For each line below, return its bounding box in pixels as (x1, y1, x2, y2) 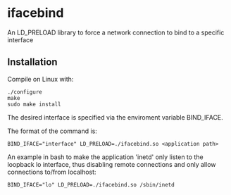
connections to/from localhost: (7, 168, 96, 176)
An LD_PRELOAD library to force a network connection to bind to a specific (7, 28, 225, 37)
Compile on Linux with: (7, 75, 74, 83)
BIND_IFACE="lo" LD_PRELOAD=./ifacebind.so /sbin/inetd (7, 181, 175, 188)
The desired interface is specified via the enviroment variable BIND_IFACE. (7, 113, 223, 121)
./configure (7, 88, 42, 96)
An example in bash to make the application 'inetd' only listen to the (7, 153, 204, 161)
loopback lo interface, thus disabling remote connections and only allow (7, 160, 216, 168)
